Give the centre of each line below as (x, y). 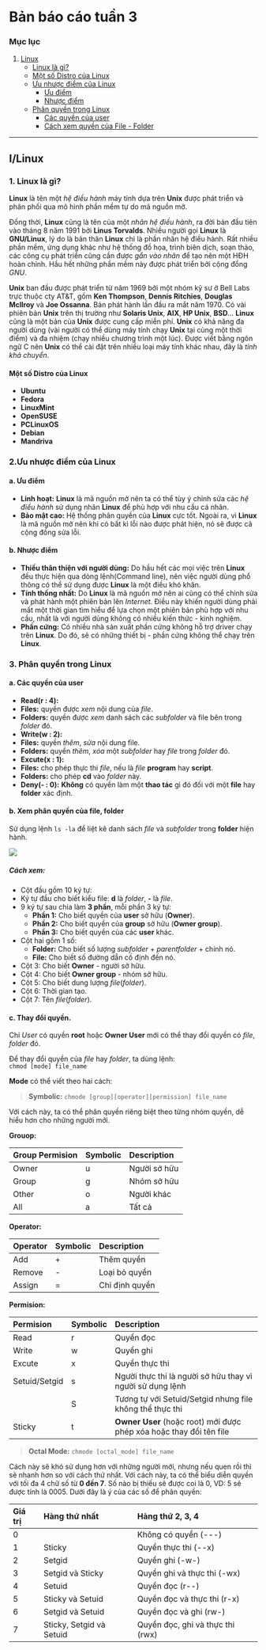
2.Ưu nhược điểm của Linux (63, 462)
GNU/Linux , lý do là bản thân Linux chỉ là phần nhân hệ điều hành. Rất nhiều (133, 239)
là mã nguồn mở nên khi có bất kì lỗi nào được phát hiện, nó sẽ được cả (136, 523)
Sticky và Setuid (73, 1599)
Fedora (32, 399)
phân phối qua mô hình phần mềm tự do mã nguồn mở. (98, 207)
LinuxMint (37, 408)
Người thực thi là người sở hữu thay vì (184, 1376)
